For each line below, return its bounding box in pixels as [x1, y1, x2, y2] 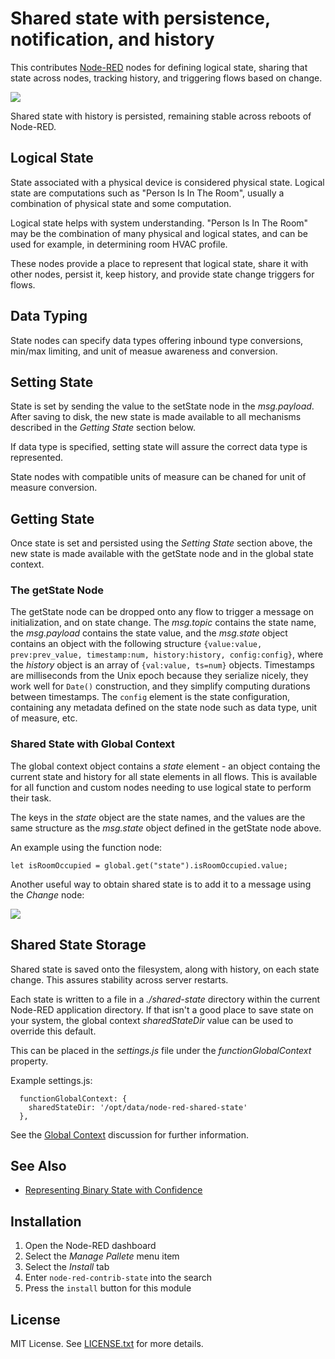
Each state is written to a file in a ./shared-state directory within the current [10, 993, 321, 1005]
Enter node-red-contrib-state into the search [24, 1272, 212, 1284]
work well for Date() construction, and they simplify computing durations [10, 680, 311, 692]
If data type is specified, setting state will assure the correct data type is [10, 441, 308, 453]
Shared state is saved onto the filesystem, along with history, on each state [10, 963, 320, 975]
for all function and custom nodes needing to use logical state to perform [10, 781, 312, 793]
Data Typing [10, 308, 88, 325]
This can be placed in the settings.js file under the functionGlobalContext [10, 1044, 312, 1056]
